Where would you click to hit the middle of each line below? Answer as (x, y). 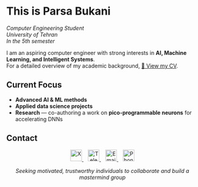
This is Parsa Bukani (58, 11)
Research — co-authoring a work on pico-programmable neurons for (103, 112)
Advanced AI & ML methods (51, 99)
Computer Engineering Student (45, 28)
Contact (22, 138)
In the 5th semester (30, 41)
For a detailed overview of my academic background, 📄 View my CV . (92, 66)
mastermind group (102, 177)
